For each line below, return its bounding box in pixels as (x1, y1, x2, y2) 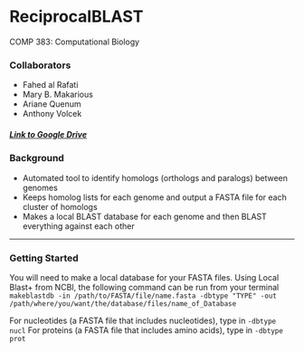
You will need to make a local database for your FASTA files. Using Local (9, 271, 280, 282)
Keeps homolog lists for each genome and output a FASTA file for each (22, 192, 287, 203)
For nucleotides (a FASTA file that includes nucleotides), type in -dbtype (9, 315, 277, 326)
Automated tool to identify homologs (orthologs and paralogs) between (22, 172, 288, 183)
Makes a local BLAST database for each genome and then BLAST (22, 211, 267, 222)
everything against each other (22, 220, 135, 232)
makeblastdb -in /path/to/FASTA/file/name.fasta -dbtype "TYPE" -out (9, 291, 278, 300)
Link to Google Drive (9, 128, 88, 139)
